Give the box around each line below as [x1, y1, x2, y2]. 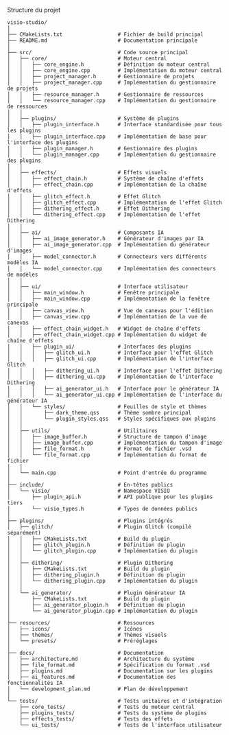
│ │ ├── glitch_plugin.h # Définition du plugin [7, 541, 186, 548]
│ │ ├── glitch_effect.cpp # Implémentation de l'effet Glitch [7, 199, 223, 206]
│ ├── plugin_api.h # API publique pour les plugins [7, 493, 213, 500]
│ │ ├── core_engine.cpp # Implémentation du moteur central [7, 67, 223, 74]
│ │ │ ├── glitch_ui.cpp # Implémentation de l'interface [7, 355, 213, 362]
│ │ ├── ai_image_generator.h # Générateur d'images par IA [7, 235, 204, 242]
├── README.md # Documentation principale [7, 37, 197, 44]
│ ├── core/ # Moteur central [7, 55, 167, 62]
